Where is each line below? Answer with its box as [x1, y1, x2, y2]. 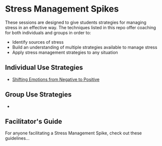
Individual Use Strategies [5, 64, 83, 72]
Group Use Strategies [5, 91, 72, 99]
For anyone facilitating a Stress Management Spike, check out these [5, 130, 142, 136]
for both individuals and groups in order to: [5, 30, 91, 35]
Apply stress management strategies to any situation [12, 49, 118, 55]
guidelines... [5, 135, 30, 141]
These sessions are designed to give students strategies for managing [5, 19, 146, 25]
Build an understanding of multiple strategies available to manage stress [12, 44, 158, 50]
